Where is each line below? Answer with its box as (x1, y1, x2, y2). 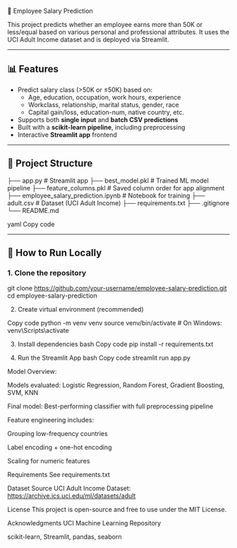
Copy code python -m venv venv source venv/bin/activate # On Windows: (7, 319, 222, 327)
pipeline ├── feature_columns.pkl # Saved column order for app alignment (7, 183, 225, 192)
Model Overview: (7, 367, 57, 376)
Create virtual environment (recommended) (17, 305, 145, 314)
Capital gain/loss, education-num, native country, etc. (28, 108, 185, 116)
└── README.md (7, 206, 59, 214)
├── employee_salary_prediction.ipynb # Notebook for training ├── (7, 191, 205, 200)
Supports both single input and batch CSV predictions (17, 115, 178, 123)
